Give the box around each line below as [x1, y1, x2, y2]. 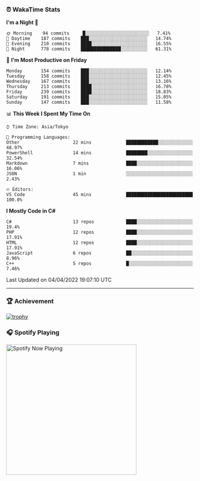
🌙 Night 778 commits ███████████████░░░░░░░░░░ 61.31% [6, 46, 171, 52]
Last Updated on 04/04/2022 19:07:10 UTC [6, 277, 112, 284]
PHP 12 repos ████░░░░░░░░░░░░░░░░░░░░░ [6, 229, 193, 235]
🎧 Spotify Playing [6, 328, 60, 336]
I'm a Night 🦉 [6, 19, 39, 26]
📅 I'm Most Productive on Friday [6, 57, 87, 64]
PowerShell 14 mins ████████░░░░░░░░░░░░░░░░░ [6, 150, 193, 156]
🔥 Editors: [6, 187, 34, 193]
